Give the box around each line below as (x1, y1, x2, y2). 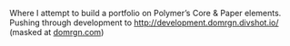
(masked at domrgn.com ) (9, 27, 105, 37)
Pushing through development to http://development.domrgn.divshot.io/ (9, 17, 279, 28)
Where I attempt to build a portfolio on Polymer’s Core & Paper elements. (9, 8, 282, 18)
